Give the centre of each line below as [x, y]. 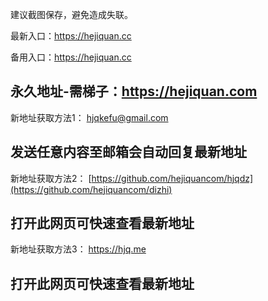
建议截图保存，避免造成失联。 [71, 14]
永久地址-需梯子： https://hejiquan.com [134, 91]
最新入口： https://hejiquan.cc [71, 36]
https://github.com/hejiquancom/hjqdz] [172, 178]
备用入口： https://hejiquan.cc [71, 57]
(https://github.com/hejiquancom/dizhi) [91, 189]
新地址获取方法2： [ [51, 178]
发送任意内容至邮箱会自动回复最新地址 [128, 152]
